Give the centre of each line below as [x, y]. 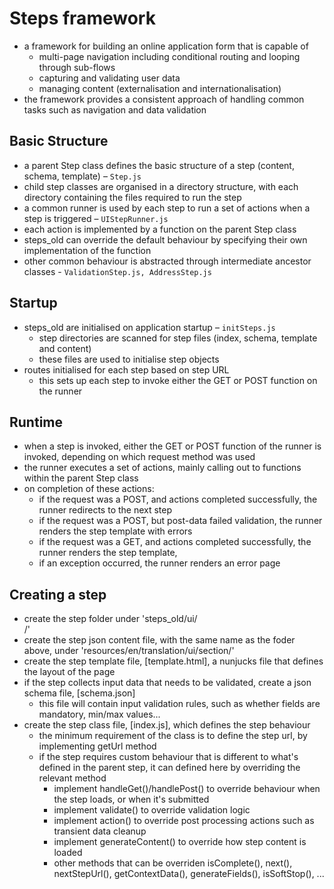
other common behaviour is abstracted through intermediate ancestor [167, 261]
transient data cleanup [100, 831]
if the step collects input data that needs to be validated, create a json [167, 683]
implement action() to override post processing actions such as [184, 821]
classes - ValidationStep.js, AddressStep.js [117, 271]
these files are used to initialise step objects [129, 359]
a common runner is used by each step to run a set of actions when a [167, 208]
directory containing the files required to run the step [132, 197]
